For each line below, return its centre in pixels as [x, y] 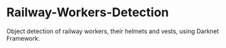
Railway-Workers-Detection [88, 13]
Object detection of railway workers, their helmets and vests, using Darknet [113, 31]
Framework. [23, 38]
